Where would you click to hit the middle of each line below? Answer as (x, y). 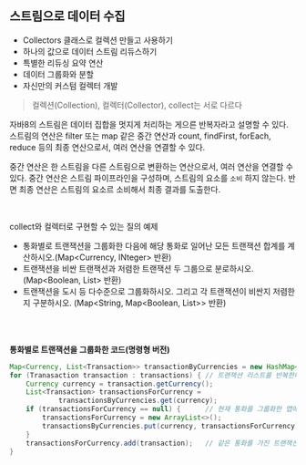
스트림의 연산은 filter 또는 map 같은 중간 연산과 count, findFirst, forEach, (140, 136)
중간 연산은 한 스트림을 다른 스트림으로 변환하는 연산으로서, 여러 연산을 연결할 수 (152, 166)
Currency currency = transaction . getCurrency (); (120, 384)
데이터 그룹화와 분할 (58, 74)
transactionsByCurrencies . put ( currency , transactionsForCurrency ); (173, 426)
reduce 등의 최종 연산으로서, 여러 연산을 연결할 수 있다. (107, 147)
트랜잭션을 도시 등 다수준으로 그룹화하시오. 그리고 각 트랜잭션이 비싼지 (147, 291)
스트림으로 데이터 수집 (67, 16)
